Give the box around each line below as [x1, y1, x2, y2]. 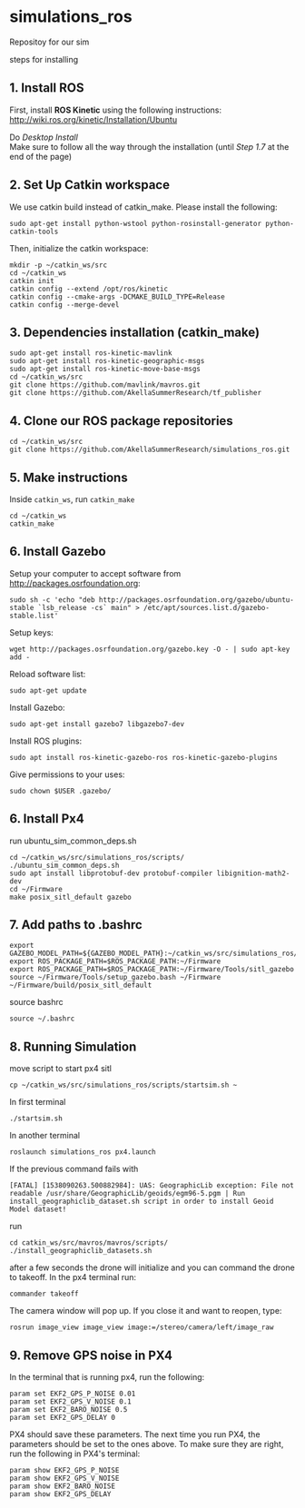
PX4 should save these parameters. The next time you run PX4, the [9, 1429, 261, 1440]
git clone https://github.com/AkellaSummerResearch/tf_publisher [9, 389, 261, 398]
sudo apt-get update [9, 685, 88, 695]
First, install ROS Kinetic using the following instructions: [9, 104, 222, 115]
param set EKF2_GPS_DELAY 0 [9, 1414, 116, 1423]
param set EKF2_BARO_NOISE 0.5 [9, 1405, 128, 1414]
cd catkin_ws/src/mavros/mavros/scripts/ [9, 1238, 169, 1247]
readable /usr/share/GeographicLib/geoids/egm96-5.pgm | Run [9, 1189, 246, 1198]
